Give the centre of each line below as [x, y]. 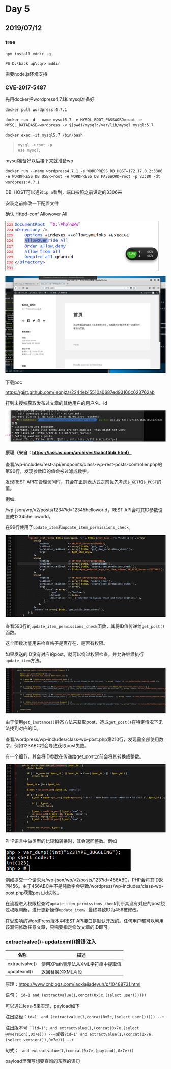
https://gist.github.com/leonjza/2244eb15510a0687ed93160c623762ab [80, 392]
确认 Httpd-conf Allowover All [36, 214]
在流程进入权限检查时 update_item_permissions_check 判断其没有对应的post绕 [85, 904]
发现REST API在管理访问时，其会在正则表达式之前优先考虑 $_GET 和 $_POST [81, 482]
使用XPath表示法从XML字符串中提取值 [81, 964]
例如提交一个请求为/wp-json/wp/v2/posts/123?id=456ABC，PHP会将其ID [82, 880]
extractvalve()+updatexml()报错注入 [51, 942]
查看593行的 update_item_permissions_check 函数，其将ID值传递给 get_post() [85, 626]
